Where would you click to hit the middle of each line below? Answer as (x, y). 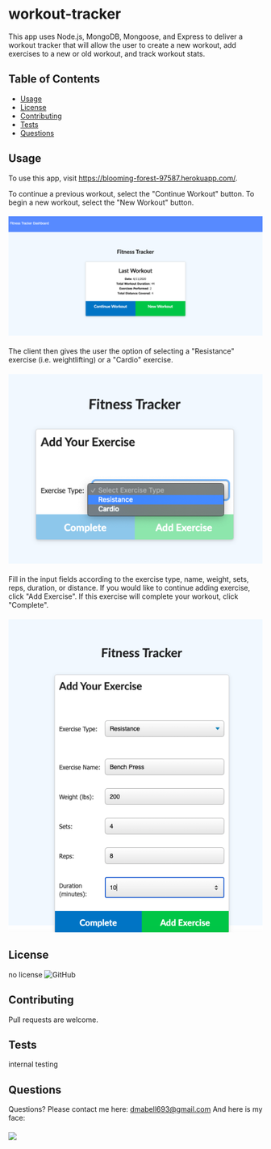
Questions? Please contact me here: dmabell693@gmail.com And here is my (135, 1109)
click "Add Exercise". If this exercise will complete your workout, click (123, 596)
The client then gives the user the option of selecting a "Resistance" (122, 351)
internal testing (33, 1064)
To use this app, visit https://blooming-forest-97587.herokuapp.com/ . (123, 178)
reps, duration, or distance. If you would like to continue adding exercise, (129, 588)
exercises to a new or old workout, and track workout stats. (107, 53)
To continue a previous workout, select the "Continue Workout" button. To (131, 193)
